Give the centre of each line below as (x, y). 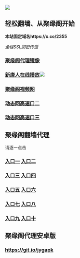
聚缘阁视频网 (20, 89)
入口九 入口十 (20, 218)
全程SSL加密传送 (22, 47)
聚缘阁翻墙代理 (27, 135)
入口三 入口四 (20, 176)
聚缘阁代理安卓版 (30, 236)
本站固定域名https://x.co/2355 (36, 36)
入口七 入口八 (20, 204)
